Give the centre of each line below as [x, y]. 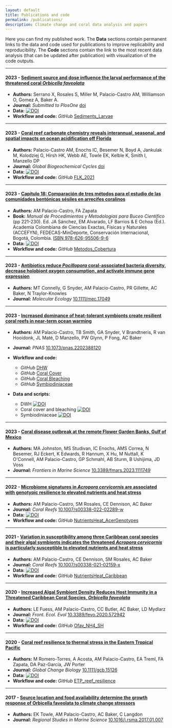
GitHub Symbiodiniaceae [47, 384]
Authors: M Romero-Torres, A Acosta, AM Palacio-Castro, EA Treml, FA [88, 659]
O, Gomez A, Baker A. [36, 100]
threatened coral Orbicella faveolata [45, 83]
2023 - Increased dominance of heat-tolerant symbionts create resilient [83, 315]
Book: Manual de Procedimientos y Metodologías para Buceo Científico [89, 216]
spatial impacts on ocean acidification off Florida [58, 138]
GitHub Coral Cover [41, 373]
